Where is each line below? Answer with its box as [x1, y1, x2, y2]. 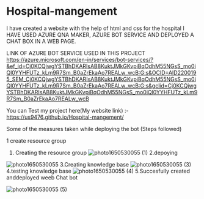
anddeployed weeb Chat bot [6, 173, 78, 181]
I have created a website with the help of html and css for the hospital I [6, 24, 184, 32]
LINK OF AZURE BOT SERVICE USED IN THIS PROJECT [6, 49, 145, 56]
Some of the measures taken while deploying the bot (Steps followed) [6, 125, 182, 132]
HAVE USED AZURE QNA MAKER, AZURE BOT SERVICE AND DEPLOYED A [6, 31, 194, 38]
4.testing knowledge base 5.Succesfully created [6, 167, 191, 175]
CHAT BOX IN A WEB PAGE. [6, 37, 76, 45]
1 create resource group [6, 137, 67, 145]
